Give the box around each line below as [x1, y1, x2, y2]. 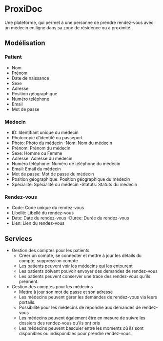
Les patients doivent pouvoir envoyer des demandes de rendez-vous [19, 268, 158, 274]
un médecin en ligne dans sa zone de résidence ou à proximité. [4, 24, 132, 30]
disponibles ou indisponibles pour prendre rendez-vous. [19, 331, 132, 337]
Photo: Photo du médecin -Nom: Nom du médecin [11, 140, 113, 146]
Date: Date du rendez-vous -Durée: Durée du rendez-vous [11, 215, 129, 221]
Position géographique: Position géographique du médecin [11, 176, 130, 182]
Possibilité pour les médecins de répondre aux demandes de [19, 304, 141, 311]
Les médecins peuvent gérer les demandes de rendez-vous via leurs [19, 294, 157, 300]
